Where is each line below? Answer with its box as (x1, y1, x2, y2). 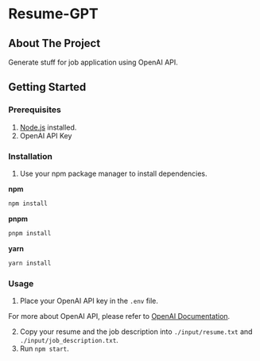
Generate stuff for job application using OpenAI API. (8, 57, 179, 67)
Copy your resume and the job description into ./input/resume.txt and (19, 327, 253, 336)
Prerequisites (8, 104, 61, 115)
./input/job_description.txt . (19, 335, 119, 344)
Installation (8, 150, 53, 161)
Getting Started (8, 80, 87, 94)
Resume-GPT (8, 5, 99, 23)
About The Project (8, 37, 101, 50)
